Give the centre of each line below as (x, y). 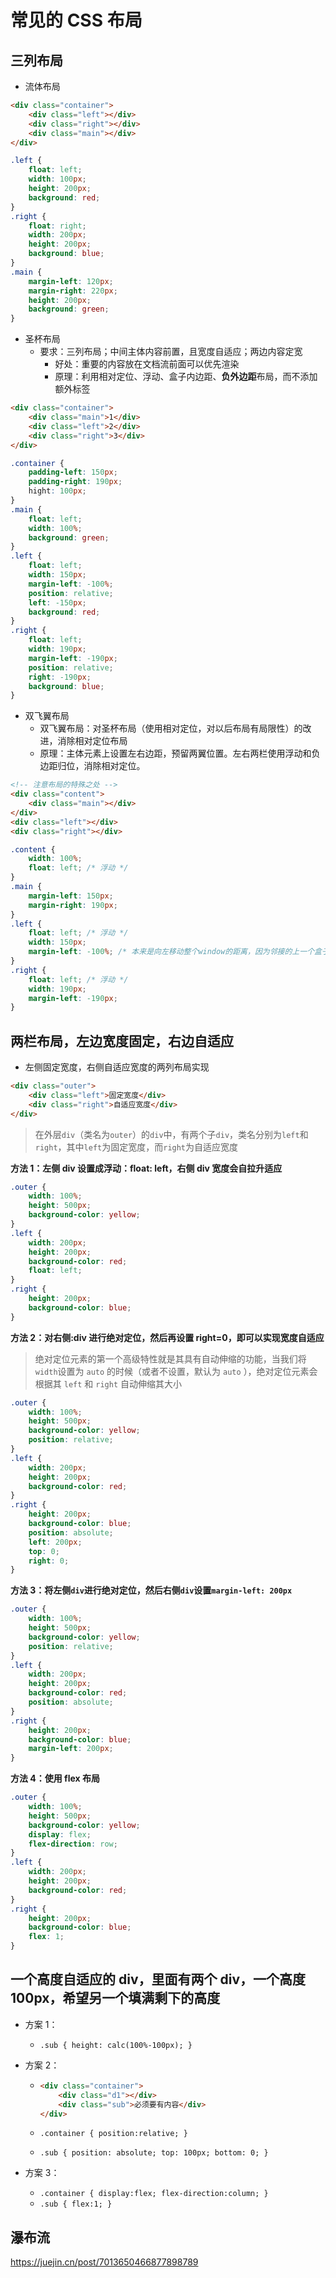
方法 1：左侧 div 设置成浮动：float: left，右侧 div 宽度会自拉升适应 (146, 1168)
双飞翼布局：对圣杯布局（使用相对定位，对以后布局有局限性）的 (171, 728)
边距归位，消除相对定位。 (92, 766)
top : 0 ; (44, 1551)
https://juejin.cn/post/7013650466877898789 (104, 2262)
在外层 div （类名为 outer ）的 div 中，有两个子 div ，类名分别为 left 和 (171, 1134)
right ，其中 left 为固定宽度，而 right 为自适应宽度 (136, 1147)
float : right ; (57, 226)
